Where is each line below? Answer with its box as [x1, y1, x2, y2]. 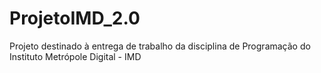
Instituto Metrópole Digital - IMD [9, 50, 142, 62]
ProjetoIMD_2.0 [9, 7, 141, 30]
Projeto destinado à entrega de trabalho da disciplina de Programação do [9, 40, 311, 52]
